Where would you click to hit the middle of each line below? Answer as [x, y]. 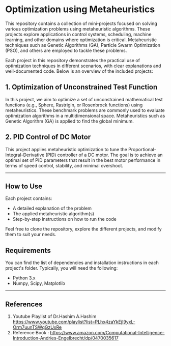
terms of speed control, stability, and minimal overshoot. [64, 165]
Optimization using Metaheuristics [80, 9]
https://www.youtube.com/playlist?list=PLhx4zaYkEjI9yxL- [74, 322]
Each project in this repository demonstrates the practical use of [73, 60]
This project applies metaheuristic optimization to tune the [66, 149]
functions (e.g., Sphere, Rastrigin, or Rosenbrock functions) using [74, 105]
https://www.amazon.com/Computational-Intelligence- [107, 333]
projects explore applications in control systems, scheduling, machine [78, 34]
